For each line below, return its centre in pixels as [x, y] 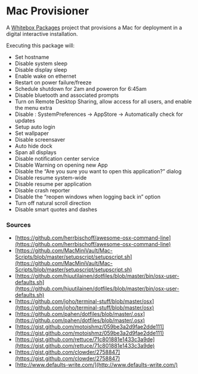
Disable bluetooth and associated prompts [67, 95]
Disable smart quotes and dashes [56, 209]
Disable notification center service [57, 158]
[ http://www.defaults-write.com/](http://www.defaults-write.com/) [96, 365]
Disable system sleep [41, 63]
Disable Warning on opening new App [61, 165]
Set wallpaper [32, 133]
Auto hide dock [33, 146]
